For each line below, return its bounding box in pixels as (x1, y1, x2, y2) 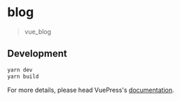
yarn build (7, 73, 39, 80)
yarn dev (7, 66, 33, 74)
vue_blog (24, 27, 51, 36)
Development (7, 48, 68, 60)
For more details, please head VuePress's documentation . (7, 86, 174, 94)
